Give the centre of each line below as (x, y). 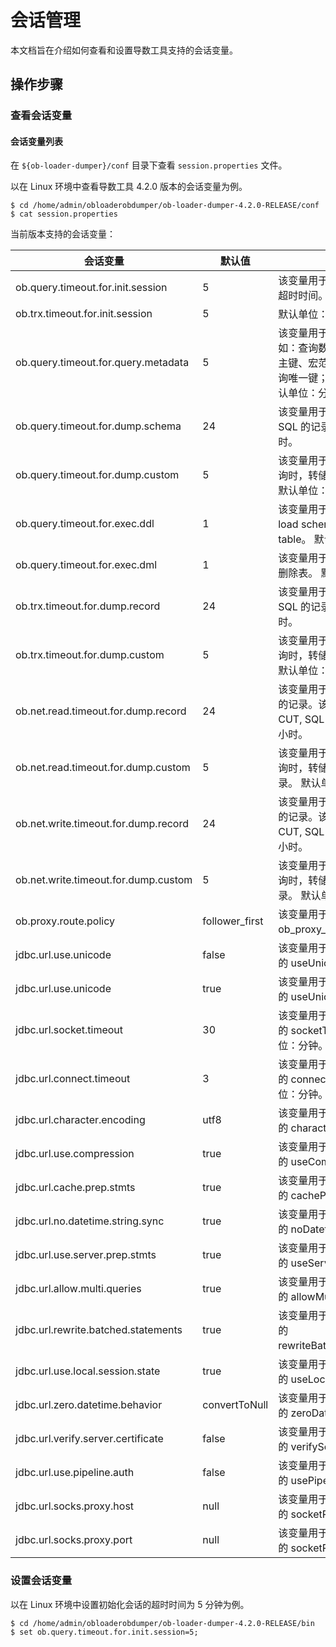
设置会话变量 (41, 1581)
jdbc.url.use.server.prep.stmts (86, 1255)
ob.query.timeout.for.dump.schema (98, 426)
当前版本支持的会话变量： (63, 234)
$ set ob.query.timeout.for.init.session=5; (104, 1632)
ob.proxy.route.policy (65, 921)
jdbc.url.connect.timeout (73, 1079)
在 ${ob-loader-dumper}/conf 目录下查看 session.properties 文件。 (149, 165)
